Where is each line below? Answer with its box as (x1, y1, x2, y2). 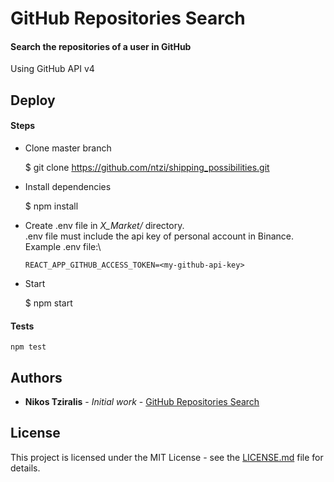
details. (10, 462, 41, 474)
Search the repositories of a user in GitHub (10, 40, 192, 52)
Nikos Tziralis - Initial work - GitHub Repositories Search (24, 396, 260, 407)
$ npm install (24, 200, 79, 212)
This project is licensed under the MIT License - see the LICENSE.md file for (10, 451, 324, 463)
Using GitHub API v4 (10, 63, 95, 75)
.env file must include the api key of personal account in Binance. (24, 230, 294, 242)
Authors (10, 369, 63, 386)
